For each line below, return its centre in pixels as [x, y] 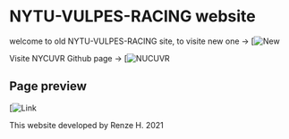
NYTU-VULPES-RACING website [133, 16]
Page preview [48, 86]
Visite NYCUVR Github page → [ [68, 58]
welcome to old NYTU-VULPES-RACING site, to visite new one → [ [132, 41]
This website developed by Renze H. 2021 [86, 125]
